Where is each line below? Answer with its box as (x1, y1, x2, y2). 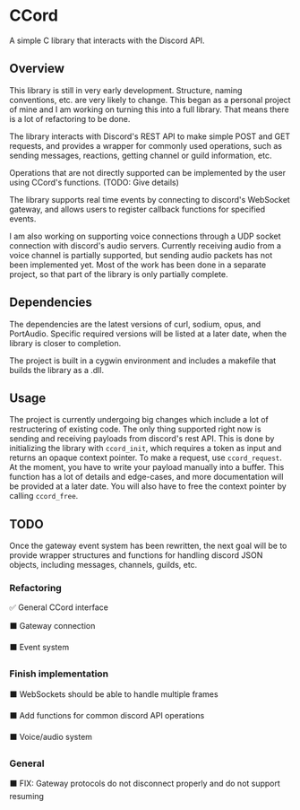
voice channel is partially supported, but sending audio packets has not (9, 249, 273, 260)
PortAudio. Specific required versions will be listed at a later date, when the (9, 328, 287, 339)
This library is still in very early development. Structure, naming (9, 84, 243, 95)
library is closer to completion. (9, 337, 122, 348)
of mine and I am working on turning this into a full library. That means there (9, 104, 289, 115)
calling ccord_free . (9, 491, 79, 501)
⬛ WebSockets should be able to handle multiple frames (9, 688, 219, 700)
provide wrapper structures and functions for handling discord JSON (9, 550, 263, 561)
